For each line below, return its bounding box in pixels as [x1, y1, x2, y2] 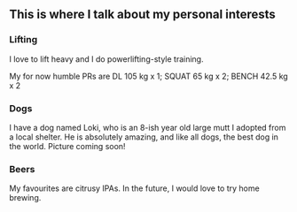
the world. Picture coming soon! [9, 140, 126, 151]
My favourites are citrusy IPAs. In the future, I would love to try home [9, 183, 260, 193]
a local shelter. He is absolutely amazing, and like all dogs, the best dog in [9, 132, 279, 142]
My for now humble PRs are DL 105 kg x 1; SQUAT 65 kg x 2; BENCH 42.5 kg [9, 71, 288, 81]
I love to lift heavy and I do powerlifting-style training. [9, 53, 204, 64]
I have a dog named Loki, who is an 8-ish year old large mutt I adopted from [9, 122, 286, 132]
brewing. [9, 193, 42, 203]
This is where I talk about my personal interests [9, 7, 277, 22]
